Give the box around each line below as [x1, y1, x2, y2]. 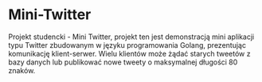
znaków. [8, 65, 36, 75]
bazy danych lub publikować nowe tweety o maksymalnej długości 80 [8, 57, 238, 67]
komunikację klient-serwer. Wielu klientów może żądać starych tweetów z [8, 49, 251, 58]
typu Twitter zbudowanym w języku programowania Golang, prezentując [8, 40, 247, 49]
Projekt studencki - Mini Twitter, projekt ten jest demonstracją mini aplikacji [8, 32, 255, 41]
